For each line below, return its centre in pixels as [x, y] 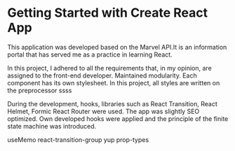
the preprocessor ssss [40, 90]
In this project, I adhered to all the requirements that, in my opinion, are [109, 68]
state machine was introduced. [52, 126]
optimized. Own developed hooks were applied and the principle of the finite [118, 118]
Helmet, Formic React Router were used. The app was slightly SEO [103, 111]
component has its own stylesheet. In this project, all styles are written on [114, 82]
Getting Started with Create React [108, 13]
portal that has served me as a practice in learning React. [90, 55]
